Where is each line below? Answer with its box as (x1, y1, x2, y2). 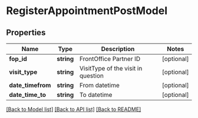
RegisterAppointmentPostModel (6, 4, 168, 18)
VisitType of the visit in (79, 65, 143, 72)
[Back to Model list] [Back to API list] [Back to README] (6, 106, 141, 113)
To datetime (79, 91, 113, 99)
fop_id (9, 55, 28, 63)
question (79, 72, 104, 80)
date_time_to (9, 91, 46, 99)
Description (101, 45, 135, 53)
